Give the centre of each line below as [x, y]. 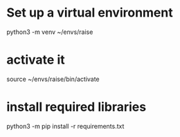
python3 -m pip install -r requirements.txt [65, 126]
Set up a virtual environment [90, 13]
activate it [36, 60]
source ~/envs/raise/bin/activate [53, 79]
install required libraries [76, 107]
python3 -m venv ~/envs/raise [50, 32]
